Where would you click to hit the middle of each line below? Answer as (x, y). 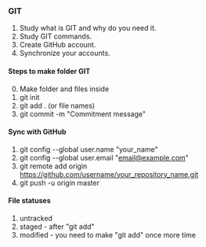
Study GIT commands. (56, 36)
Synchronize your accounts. (65, 53)
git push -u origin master (60, 182)
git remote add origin (53, 166)
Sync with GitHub (37, 132)
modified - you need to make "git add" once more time (107, 234)
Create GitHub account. (58, 45)
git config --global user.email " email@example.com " (104, 157)
